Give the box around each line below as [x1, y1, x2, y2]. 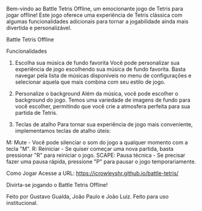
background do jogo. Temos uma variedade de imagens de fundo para [14, 96, 191, 103]
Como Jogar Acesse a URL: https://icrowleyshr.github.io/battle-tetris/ [6, 170, 179, 177]
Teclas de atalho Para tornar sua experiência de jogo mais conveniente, [14, 121, 193, 128]
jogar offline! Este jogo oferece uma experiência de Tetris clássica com [6, 11, 183, 19]
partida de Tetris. [14, 109, 58, 116]
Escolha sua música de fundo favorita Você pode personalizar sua [14, 60, 180, 66]
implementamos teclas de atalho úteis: [14, 127, 111, 134]
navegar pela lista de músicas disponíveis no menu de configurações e [14, 72, 192, 79]
